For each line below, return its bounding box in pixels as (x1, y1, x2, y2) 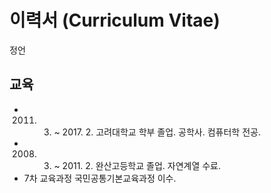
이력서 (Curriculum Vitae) (9, 9, 221, 32)
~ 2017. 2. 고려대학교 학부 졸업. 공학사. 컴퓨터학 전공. (53, 126, 261, 138)
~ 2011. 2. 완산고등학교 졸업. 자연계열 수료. (53, 159, 222, 171)
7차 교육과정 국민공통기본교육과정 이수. (23, 172, 177, 184)
